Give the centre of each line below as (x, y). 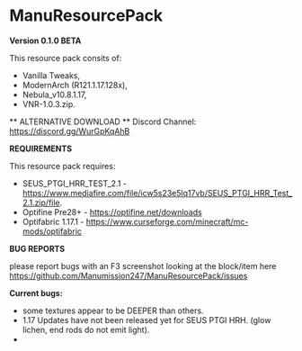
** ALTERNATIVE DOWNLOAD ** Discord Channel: (103, 121)
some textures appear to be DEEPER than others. (113, 310)
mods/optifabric (52, 231)
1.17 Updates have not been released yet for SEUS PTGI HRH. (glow (147, 319)
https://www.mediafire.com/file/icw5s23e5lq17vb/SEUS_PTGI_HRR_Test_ (157, 193)
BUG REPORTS (37, 248)
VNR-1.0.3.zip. (49, 103)
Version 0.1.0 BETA (45, 40)
